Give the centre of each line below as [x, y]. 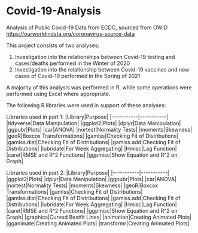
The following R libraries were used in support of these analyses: [86, 105]
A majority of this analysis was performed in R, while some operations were [99, 87]
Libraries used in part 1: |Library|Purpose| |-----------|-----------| [87, 117]
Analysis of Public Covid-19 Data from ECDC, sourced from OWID [87, 27]
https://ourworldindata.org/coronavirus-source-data [71, 33]
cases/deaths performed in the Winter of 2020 [72, 63]
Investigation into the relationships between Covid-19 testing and [95, 57]
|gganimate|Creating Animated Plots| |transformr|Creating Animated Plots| [98, 223]
